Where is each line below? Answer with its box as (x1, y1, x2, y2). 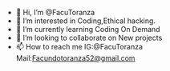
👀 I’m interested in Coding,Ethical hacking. (15, 16, 156, 26)
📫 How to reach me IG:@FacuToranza (15, 42, 143, 51)
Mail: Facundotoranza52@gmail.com (15, 53, 136, 63)
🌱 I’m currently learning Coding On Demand (15, 25, 160, 34)
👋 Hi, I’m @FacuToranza (15, 8, 95, 17)
